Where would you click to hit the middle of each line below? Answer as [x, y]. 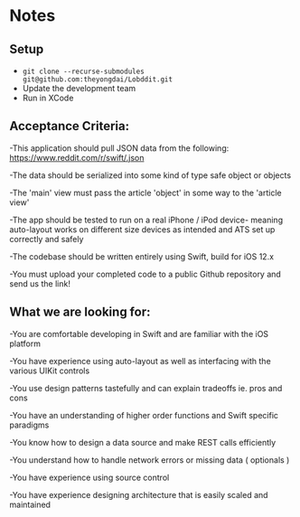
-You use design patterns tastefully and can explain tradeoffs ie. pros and [146, 388]
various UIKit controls [50, 371]
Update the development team [79, 88]
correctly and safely [47, 239]
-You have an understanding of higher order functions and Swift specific [144, 415]
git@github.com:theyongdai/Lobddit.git [98, 80]
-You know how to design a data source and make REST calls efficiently [143, 442]
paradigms [29, 425]
